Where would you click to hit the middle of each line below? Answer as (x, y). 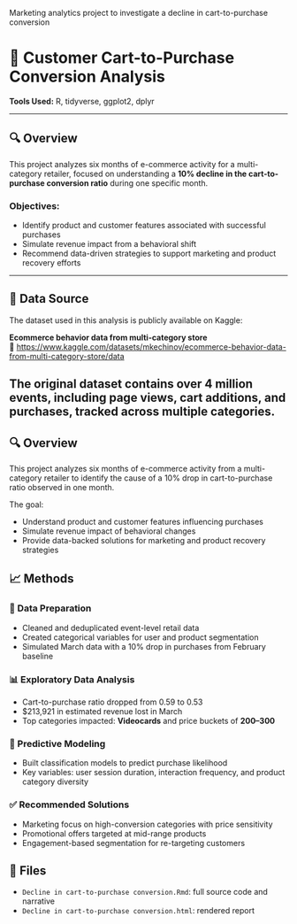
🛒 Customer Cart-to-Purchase (122, 58)
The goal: (27, 504)
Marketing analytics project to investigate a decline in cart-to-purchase (138, 13)
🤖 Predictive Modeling (57, 743)
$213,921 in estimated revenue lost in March (102, 712)
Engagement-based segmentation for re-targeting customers (133, 843)
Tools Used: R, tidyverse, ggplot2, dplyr (82, 101)
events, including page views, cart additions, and (148, 398)
